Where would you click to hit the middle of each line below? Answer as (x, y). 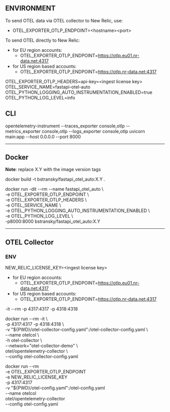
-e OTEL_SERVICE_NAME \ (33, 205)
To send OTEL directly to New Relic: (42, 40)
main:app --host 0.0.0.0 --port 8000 (43, 136)
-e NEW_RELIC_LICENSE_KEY (36, 377)
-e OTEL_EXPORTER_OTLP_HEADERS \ (46, 200)
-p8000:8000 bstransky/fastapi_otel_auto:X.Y (53, 221)
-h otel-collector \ (24, 340)
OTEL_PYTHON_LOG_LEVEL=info (40, 97)
